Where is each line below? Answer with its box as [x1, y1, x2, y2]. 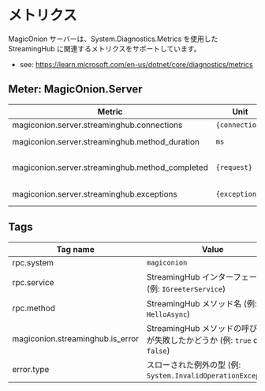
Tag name [56, 243, 95, 254]
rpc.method [12, 303, 55, 314]
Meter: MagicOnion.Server [8, 83, 144, 96]
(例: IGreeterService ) [146, 283, 226, 294]
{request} [215, 163, 252, 171]
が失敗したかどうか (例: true [146, 334, 252, 345]
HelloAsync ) [146, 308, 191, 319]
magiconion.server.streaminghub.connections [12, 119, 183, 130]
